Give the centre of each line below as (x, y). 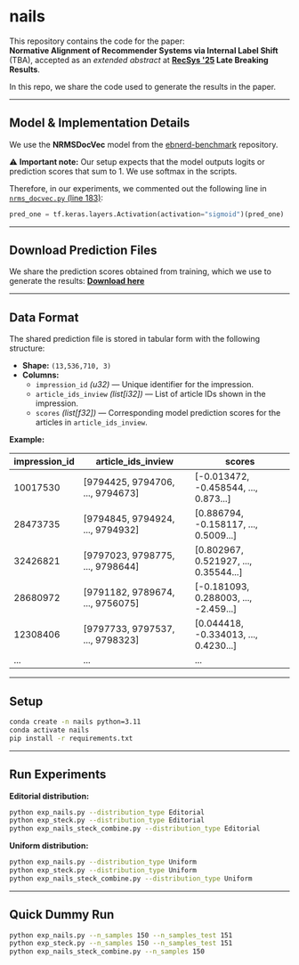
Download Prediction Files (83, 251)
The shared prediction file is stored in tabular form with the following (135, 339)
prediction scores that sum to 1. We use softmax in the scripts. (123, 171)
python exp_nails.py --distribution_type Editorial (107, 812)
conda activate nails (49, 730)
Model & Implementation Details (100, 123)
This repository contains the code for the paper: (97, 41)
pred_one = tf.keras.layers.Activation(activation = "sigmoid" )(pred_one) (147, 214)
